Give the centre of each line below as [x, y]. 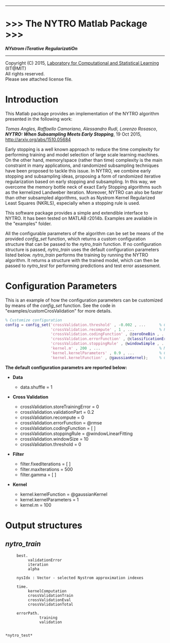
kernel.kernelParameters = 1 [49, 499]
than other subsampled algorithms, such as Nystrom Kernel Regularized [80, 197]
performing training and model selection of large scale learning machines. [82, 154]
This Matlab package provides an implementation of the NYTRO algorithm [82, 113]
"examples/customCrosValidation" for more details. [59, 311]
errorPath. [28, 613]
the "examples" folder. [29, 224]
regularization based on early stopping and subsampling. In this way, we [80, 181]
